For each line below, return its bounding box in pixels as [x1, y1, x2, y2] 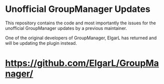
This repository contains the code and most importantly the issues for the [5, 20, 156, 26]
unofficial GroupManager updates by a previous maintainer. [5, 25, 127, 31]
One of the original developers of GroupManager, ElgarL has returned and [5, 35, 157, 41]
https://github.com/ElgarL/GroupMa [5, 58, 160, 69]
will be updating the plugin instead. [5, 40, 77, 46]
